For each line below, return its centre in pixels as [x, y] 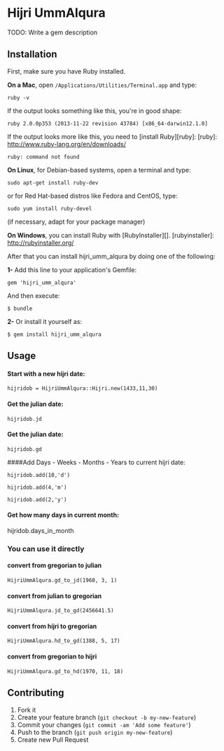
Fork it [27, 710]
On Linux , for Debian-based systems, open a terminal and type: [99, 170]
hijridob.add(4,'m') [37, 487]
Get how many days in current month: [63, 515]
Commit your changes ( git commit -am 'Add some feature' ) [104, 724]
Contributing [36, 693]
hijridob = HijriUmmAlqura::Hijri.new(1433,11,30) [83, 388]
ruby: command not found [43, 157]
